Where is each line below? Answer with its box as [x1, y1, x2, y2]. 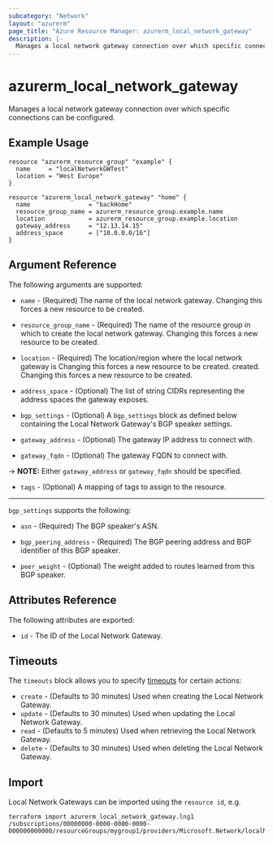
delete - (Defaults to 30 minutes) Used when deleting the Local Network [19, 743, 263, 753]
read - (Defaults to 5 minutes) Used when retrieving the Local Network [19, 726, 256, 736]
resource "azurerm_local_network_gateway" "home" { [8, 193, 187, 202]
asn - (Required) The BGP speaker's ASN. [19, 521, 160, 531]
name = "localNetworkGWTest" [15, 164, 129, 173]
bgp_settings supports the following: [8, 505, 132, 515]
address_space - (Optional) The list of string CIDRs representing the [19, 385, 245, 395]
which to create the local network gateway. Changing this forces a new [19, 328, 258, 338]
